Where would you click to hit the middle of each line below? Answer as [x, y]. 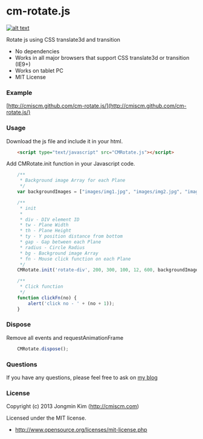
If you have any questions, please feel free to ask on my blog [82, 377]
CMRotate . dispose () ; [43, 349]
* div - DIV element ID [50, 219]
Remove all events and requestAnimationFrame [65, 337]
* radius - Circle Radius [52, 247]
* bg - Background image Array [59, 253]
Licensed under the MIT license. [46, 418]
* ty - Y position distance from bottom [71, 236]
